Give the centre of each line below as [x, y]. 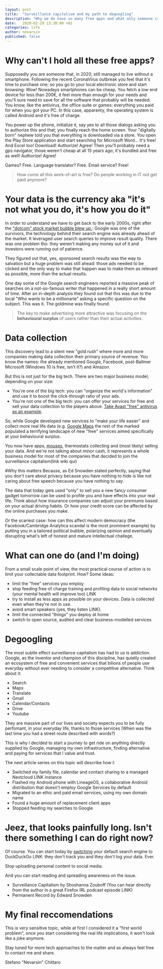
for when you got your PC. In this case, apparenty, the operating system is [79, 110]
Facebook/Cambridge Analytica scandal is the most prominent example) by [80, 525]
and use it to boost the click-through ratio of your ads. [66, 396]
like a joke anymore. [25, 938]
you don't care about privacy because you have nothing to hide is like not [78, 476]
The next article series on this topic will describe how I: [60, 762]
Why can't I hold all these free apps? [80, 61]
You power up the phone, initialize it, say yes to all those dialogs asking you [80, 125]
